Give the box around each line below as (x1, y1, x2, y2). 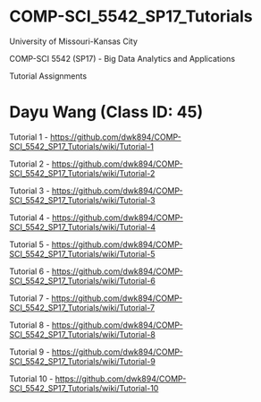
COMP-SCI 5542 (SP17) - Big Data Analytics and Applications (9, 53, 235, 64)
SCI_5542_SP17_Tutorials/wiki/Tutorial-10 (9, 382, 159, 393)
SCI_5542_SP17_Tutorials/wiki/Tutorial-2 (9, 167, 156, 178)
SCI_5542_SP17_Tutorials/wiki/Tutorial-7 (9, 302, 155, 312)
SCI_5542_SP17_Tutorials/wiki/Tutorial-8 (9, 329, 156, 339)
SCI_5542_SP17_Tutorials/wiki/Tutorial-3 (9, 194, 156, 205)
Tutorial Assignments (9, 70, 88, 81)
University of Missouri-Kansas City (9, 36, 139, 47)
